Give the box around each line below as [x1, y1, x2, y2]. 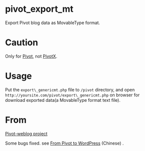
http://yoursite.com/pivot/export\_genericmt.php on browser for [5, 92, 140, 98]
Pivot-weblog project [5, 130, 48, 136]
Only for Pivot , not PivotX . [5, 53, 58, 59]
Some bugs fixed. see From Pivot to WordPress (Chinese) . [5, 140, 124, 146]
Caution [5, 37, 38, 48]
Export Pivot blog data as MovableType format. [5, 20, 100, 26]
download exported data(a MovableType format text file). [5, 97, 120, 103]
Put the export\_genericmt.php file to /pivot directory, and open [5, 87, 135, 92]
